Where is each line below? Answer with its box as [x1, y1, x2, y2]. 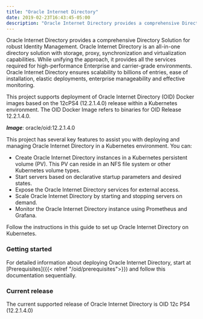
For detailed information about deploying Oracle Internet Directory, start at [6, 259, 192, 266]
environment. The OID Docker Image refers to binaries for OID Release [6, 106, 182, 114]
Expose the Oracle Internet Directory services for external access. [14, 186, 180, 193]
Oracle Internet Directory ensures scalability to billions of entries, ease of [6, 69, 188, 76]
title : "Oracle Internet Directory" [6, 8, 98, 15]
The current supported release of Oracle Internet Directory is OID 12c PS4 [6, 300, 190, 308]
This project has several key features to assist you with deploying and [6, 136, 180, 143]
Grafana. [14, 212, 37, 219]
